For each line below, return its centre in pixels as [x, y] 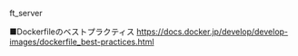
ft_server [26, 13]
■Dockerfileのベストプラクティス [72, 32]
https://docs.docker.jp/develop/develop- [212, 32]
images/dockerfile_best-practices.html [82, 42]
